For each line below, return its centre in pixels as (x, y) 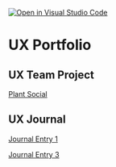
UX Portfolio (50, 45)
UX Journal (37, 120)
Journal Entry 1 (33, 139)
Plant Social (28, 94)
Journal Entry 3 (34, 154)
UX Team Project (52, 75)
